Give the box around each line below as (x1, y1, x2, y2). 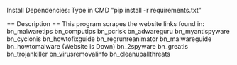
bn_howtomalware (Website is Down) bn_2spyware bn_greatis (6, 42, 189, 50)
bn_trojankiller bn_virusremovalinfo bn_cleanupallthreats (6, 49, 171, 58)
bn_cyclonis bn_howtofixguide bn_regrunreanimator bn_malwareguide (6, 35, 212, 43)
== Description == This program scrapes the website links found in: (6, 20, 205, 28)
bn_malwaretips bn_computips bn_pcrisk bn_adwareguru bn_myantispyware (6, 28, 230, 35)
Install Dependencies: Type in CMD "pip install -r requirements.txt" (6, 6, 202, 14)
